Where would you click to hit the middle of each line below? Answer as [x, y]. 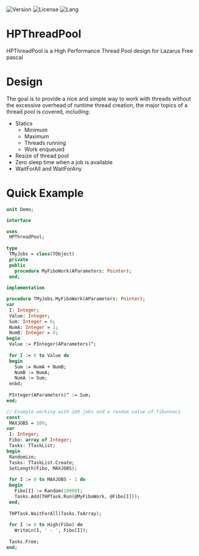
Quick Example [45, 193]
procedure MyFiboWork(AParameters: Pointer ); [73, 271]
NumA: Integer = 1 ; [34, 327]
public [17, 265]
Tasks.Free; [24, 541]
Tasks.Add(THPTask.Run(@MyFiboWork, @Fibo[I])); [77, 496]
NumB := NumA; [32, 372]
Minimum [36, 130]
